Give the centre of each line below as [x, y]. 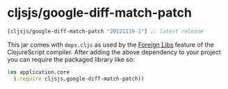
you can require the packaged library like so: [71, 59]
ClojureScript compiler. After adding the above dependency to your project [114, 52]
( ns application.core [39, 72]
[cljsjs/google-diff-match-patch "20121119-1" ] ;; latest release [105, 31]
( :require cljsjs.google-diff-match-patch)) [79, 79]
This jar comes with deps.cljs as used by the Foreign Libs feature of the [111, 44]
